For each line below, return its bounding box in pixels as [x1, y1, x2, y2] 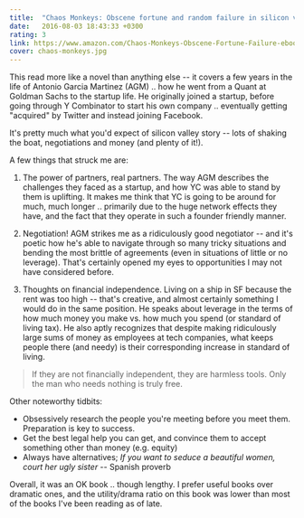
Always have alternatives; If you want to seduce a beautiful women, [22, 452, 276, 463]
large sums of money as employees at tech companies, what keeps [22, 332, 274, 344]
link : [9, 38, 30, 48]
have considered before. [22, 267, 115, 278]
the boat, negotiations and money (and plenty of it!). [9, 137, 204, 148]
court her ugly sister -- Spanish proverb [22, 462, 172, 473]
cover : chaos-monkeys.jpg [9, 47, 107, 56]
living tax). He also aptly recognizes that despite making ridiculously [22, 323, 278, 334]
